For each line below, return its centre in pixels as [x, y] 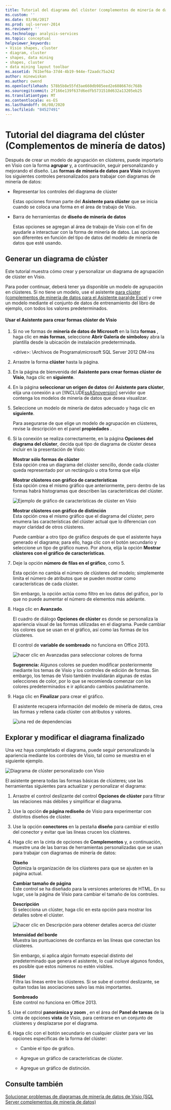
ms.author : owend [24, 81]
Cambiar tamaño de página [42, 883]
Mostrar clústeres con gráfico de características [65, 480]
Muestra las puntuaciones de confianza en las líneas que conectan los [86, 940]
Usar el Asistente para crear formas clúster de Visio [61, 320]
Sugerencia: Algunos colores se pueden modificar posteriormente [82, 665]
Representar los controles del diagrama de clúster [65, 191]
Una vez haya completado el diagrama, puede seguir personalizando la [80, 750]
